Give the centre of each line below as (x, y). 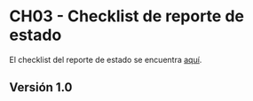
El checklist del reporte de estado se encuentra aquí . (106, 59)
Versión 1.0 (41, 87)
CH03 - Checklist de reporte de (126, 16)
